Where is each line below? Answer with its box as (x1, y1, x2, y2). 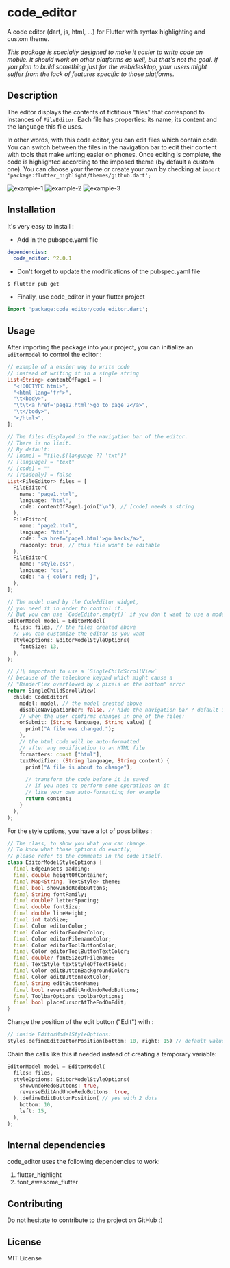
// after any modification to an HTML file (19, 745, 146, 751)
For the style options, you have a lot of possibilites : (7, 827, 153, 835)
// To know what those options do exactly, (7, 846, 133, 854)
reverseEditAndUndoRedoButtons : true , (19, 1089, 130, 1095)
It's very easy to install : (7, 222, 74, 230)
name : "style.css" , (19, 560, 75, 568)
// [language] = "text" (7, 459, 75, 466)
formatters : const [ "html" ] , (19, 751, 103, 758)
